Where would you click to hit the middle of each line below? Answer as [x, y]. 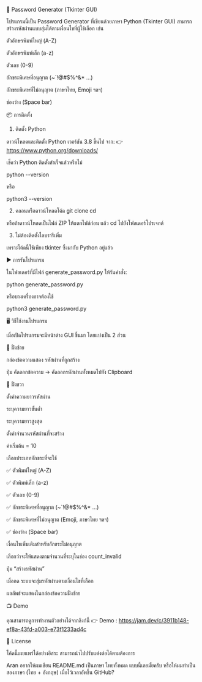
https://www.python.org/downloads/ [52, 150]
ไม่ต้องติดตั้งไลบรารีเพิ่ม [39, 235]
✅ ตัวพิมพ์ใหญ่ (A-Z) [29, 470]
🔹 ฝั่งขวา [15, 384]
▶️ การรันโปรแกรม [25, 260]
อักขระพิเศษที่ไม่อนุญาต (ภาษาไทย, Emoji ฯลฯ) [54, 90]
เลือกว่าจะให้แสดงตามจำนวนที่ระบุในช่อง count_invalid [64, 556]
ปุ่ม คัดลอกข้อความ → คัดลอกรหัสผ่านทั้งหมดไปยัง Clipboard [69, 372]
